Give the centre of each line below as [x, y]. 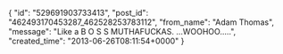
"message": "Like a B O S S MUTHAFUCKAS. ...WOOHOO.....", [122, 31]
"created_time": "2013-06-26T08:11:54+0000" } [96, 41]
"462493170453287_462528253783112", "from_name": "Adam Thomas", [141, 22]
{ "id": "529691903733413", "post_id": [79, 13]
